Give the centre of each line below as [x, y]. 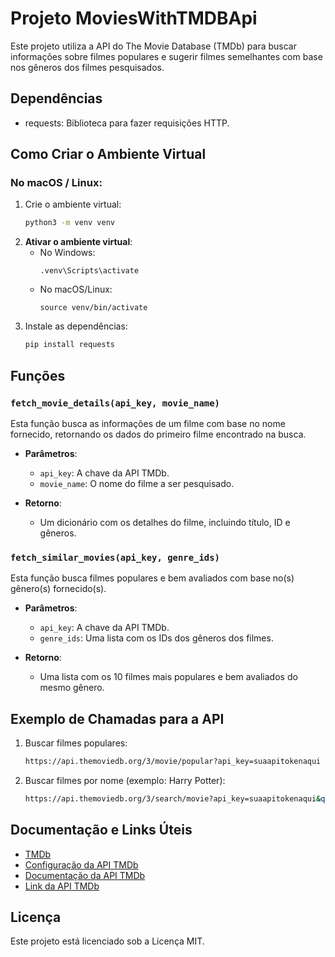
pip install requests [69, 345]
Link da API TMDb [62, 886]
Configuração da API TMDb [81, 864]
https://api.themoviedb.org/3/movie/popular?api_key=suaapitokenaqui [173, 761]
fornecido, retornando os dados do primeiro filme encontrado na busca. [158, 434]
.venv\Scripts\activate [89, 271]
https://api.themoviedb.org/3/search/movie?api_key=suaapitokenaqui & [173, 798]
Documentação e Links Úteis [101, 830]
